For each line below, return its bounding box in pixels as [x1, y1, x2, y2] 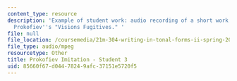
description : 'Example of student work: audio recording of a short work [7, 17, 229, 24]
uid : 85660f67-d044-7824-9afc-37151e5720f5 [7, 63, 138, 70]
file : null [7, 30, 39, 37]
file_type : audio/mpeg [7, 43, 74, 50]
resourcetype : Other [7, 50, 68, 57]
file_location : [7, 37, 52, 44]
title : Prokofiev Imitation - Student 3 [7, 56, 128, 63]
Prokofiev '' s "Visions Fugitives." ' [13, 23, 125, 30]
